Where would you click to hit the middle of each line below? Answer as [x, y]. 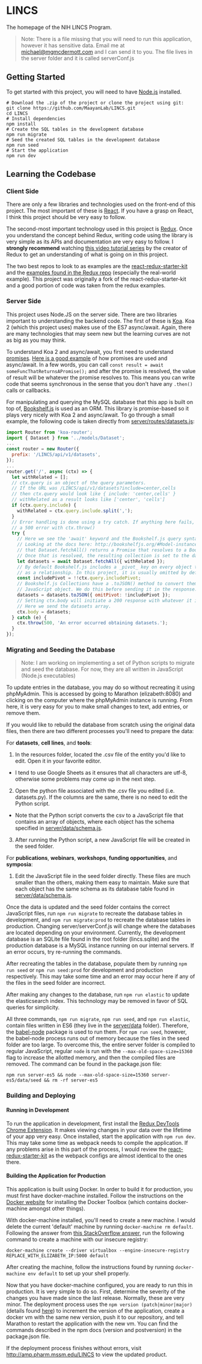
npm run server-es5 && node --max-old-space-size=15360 [78, 1075]
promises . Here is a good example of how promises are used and [87, 358]
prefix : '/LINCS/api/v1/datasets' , [56, 455]
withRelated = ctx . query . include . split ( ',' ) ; [75, 511]
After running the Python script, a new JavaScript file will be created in [103, 840]
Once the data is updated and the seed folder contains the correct [88, 907]
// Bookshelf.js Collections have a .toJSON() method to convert [101, 584]
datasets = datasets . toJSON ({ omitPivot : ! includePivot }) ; [94, 595]
